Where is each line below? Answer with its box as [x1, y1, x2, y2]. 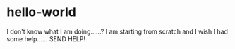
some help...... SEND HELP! [6, 34, 86, 43]
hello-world [6, 4, 77, 20]
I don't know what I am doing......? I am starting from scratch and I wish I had [6, 27, 229, 36]
